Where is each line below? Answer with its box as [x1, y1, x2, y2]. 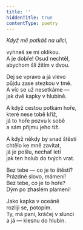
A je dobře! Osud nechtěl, [6, 55, 70, 63]
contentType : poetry [6, 20, 59, 26]
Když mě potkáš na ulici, [6, 37, 68, 44]
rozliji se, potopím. [6, 204, 53, 211]
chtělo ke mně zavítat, [6, 142, 62, 149]
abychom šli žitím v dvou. [6, 61, 70, 69]
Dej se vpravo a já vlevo [6, 73, 66, 81]
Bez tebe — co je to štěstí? [6, 166, 73, 174]
